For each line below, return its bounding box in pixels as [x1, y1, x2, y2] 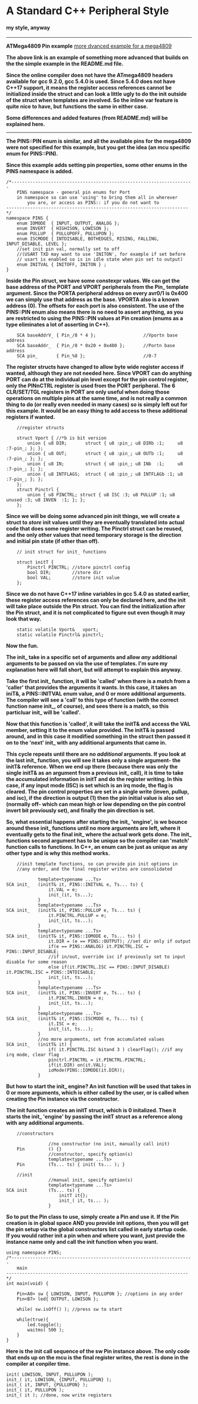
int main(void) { [6, 1281, 49, 1287]
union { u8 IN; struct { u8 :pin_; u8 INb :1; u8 [27, 461, 183, 467]
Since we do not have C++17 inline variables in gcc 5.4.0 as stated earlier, [6, 591, 190, 598]
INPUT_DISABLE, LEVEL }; [6, 241, 67, 247]
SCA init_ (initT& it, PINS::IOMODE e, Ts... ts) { [6, 933, 141, 940]
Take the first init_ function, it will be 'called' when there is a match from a [6, 678, 190, 685]
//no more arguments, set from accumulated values [37, 1036, 165, 1043]
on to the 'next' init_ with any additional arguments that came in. [6, 739, 167, 746]
